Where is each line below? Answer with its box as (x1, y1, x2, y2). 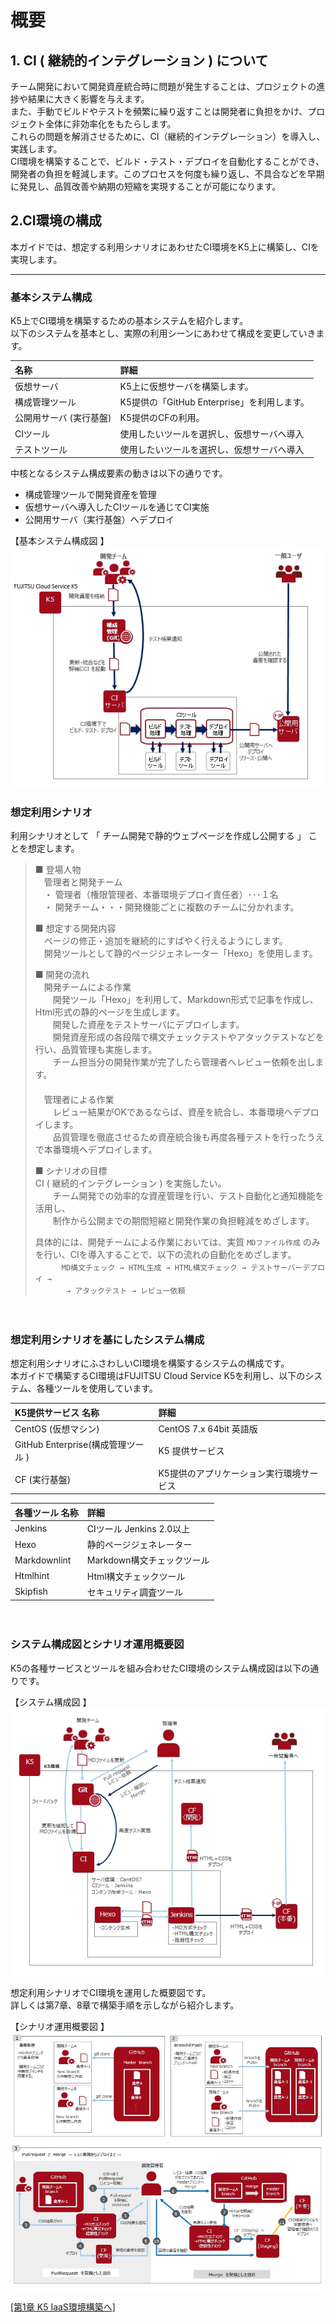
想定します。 (27, 842, 80, 855)
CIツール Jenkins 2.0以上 (86, 1522, 191, 1535)
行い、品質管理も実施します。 (34, 1044, 158, 1056)
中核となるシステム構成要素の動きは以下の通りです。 (10, 467, 228, 480)
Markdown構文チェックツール (86, 1554, 210, 1566)
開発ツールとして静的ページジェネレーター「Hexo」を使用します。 (43, 947, 318, 960)
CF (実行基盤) (14, 1473, 72, 1485)
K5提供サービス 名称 (14, 1406, 100, 1418)
